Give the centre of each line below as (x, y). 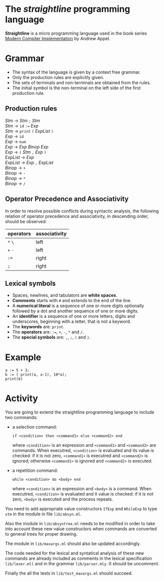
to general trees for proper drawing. (41, 534)
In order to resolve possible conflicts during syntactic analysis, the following (82, 211)
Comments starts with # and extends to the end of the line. (72, 301)
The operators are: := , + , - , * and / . (48, 332)
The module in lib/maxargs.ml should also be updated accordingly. (73, 543)
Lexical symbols (30, 283)
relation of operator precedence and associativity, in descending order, (77, 216)
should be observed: (26, 221)
